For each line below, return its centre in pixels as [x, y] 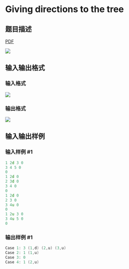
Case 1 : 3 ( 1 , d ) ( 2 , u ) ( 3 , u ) [36, 248]
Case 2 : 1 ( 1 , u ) [22, 253]
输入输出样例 [25, 137]
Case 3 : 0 [16, 257]
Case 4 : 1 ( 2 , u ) [22, 262]
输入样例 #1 [19, 152]
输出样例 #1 [19, 237]
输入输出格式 [25, 68]
